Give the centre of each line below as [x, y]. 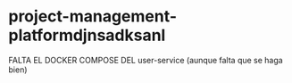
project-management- [93, 17]
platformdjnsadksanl [87, 35]
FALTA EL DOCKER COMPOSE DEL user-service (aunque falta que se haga [146, 60]
